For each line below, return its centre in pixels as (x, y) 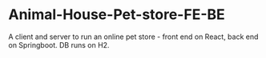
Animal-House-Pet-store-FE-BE (117, 15)
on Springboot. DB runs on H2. (59, 44)
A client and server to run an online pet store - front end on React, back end (133, 37)
